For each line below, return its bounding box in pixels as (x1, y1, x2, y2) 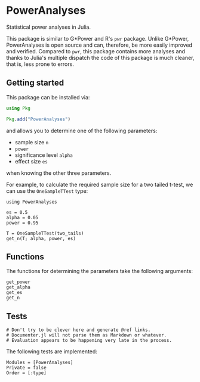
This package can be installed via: (6, 93, 90, 101)
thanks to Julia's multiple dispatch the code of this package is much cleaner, (6, 54, 195, 61)
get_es (6, 290, 23, 296)
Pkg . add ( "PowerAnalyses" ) (6, 116, 70, 122)
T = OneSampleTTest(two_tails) (6, 230, 84, 237)
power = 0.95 (6, 220, 39, 226)
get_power (6, 279, 31, 285)
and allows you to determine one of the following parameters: (6, 127, 158, 134)
